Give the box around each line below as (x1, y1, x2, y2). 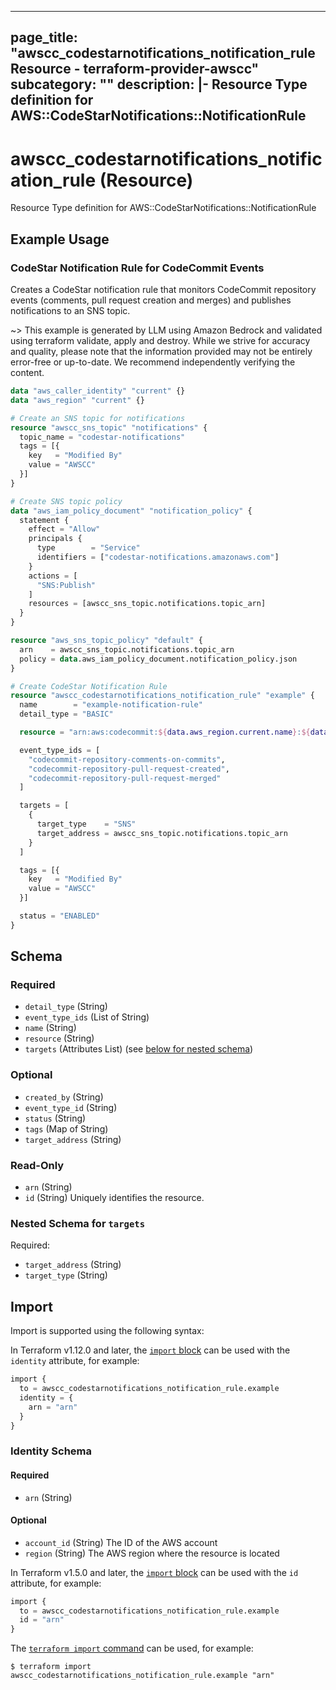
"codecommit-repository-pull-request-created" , (28, 764, 230, 774)
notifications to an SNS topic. (10, 305, 131, 317)
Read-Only (10, 1158, 65, 1172)
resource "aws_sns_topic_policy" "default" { (10, 636, 203, 646)
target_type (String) (24, 1269, 108, 1281)
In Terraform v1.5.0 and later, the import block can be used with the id (10, 1566, 299, 1578)
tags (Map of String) (24, 1122, 109, 1135)
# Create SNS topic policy (10, 496, 123, 506)
